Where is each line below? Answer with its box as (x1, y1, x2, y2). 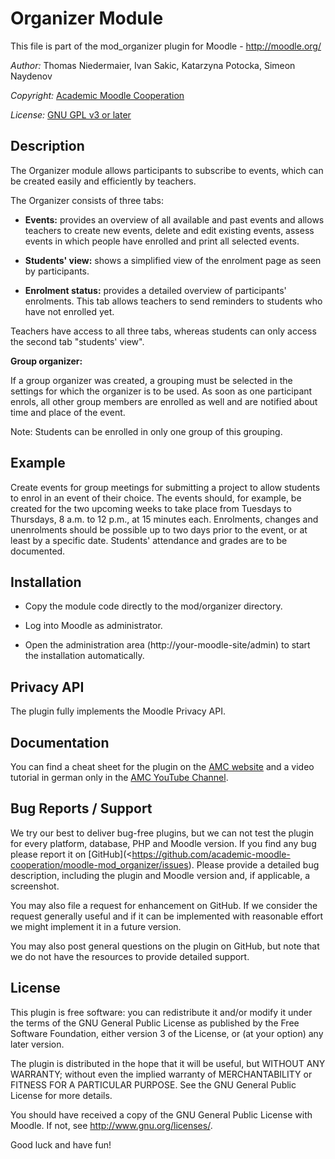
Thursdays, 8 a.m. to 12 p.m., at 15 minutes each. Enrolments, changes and (10, 513, 319, 525)
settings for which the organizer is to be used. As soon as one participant (10, 385, 313, 397)
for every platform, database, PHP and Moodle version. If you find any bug (10, 837, 317, 849)
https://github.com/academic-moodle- (131, 848, 291, 860)
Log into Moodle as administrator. (24, 620, 163, 632)
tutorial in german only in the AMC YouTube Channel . (10, 772, 229, 783)
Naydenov (10, 70, 53, 82)
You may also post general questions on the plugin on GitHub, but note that (10, 940, 320, 952)
